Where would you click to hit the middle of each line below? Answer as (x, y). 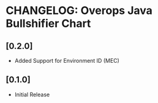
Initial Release (32, 94)
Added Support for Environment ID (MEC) (67, 61)
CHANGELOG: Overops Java (79, 11)
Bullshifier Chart (48, 23)
